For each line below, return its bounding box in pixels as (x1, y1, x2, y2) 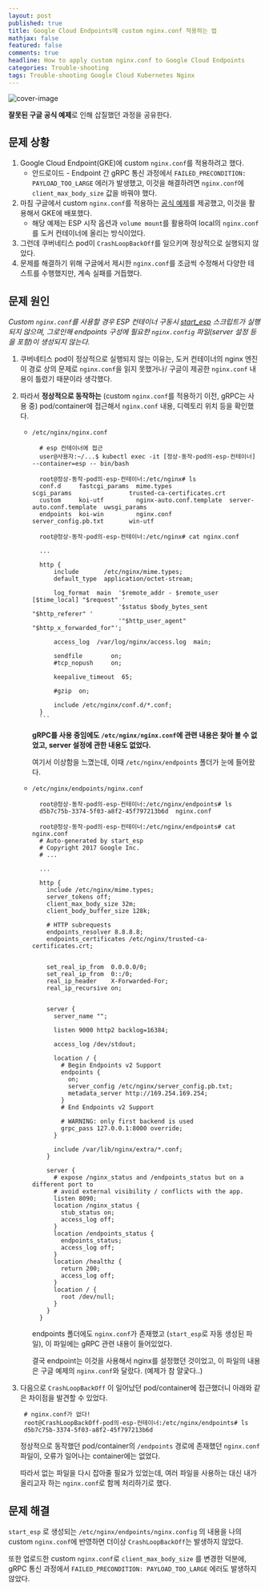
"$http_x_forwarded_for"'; (31, 624, 122, 632)
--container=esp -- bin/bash (31, 460, 130, 468)
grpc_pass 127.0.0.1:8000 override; (60, 1125, 183, 1133)
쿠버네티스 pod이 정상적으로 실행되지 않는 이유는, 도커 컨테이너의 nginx (19, 354, 243, 364)
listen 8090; (53, 1195, 98, 1203)
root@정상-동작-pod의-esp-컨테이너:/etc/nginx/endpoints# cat (38, 823, 236, 831)
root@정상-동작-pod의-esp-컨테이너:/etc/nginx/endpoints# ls (38, 801, 232, 809)
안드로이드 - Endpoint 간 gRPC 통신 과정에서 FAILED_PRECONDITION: (31, 168, 247, 178)
